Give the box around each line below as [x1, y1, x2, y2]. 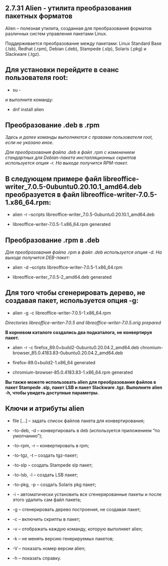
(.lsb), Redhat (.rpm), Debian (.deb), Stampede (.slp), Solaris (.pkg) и [5, 45, 147, 52]
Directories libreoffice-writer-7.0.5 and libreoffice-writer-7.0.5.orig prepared [5, 319, 161, 326]
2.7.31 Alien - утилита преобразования [5, 4, 132, 13]
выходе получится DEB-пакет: [5, 255, 70, 261]
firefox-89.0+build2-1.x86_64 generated [12, 359, 96, 365]
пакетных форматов [5, 12, 73, 21]
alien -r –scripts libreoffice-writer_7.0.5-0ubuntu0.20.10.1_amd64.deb [12, 211, 154, 218]
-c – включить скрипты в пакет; [12, 516, 80, 522]
